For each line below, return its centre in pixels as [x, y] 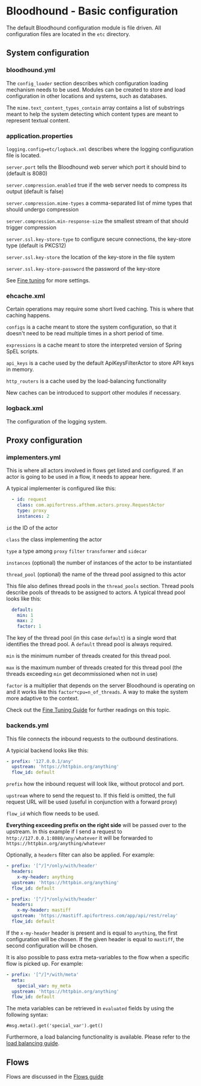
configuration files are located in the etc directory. [68, 34]
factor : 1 [29, 626]
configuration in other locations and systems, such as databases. [87, 96]
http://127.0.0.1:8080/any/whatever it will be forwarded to [79, 838]
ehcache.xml [26, 296]
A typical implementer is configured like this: [61, 488]
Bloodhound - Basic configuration [92, 11]
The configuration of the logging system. [57, 421]
